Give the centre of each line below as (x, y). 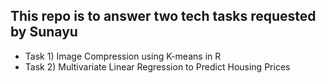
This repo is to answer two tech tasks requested (163, 16)
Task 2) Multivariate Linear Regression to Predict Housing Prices (157, 66)
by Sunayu (44, 32)
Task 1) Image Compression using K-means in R (123, 56)
